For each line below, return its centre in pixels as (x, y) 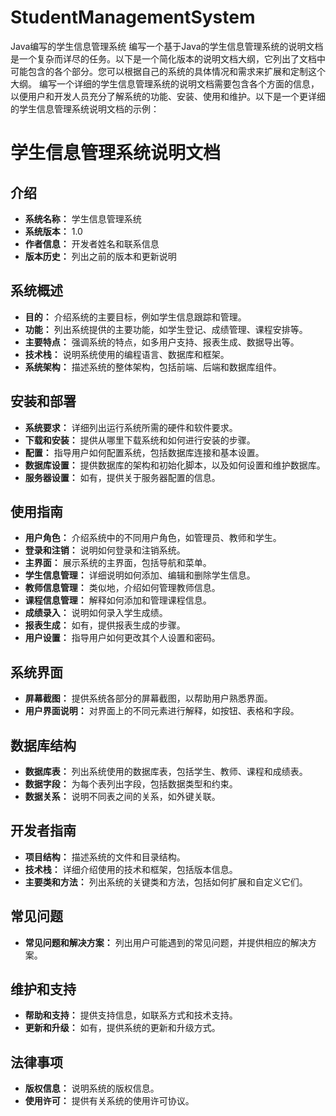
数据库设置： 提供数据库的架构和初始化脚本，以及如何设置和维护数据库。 (175, 465)
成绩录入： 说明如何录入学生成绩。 (96, 613)
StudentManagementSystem (133, 17)
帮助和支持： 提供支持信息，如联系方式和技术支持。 (131, 1015)
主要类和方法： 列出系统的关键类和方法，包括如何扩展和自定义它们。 (166, 882)
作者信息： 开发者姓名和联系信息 (92, 243)
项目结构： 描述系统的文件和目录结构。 (105, 857)
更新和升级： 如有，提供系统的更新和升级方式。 (122, 1028)
